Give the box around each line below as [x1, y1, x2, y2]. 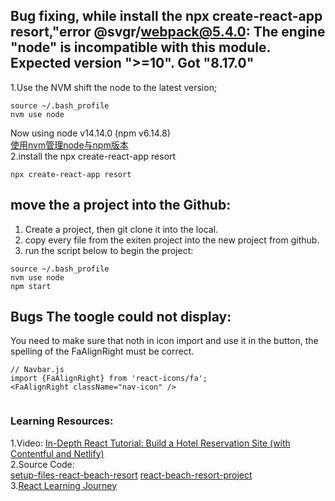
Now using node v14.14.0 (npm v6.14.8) [10, 127, 171, 139]
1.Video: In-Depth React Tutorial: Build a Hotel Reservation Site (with [10, 437, 291, 449]
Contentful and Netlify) [10, 447, 105, 459]
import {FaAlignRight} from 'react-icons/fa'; [10, 374, 208, 384]
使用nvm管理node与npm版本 [10, 139, 129, 151]
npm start [10, 281, 52, 291]
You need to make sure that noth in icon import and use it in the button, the [10, 335, 319, 347]
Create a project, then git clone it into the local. [24, 223, 219, 235]
